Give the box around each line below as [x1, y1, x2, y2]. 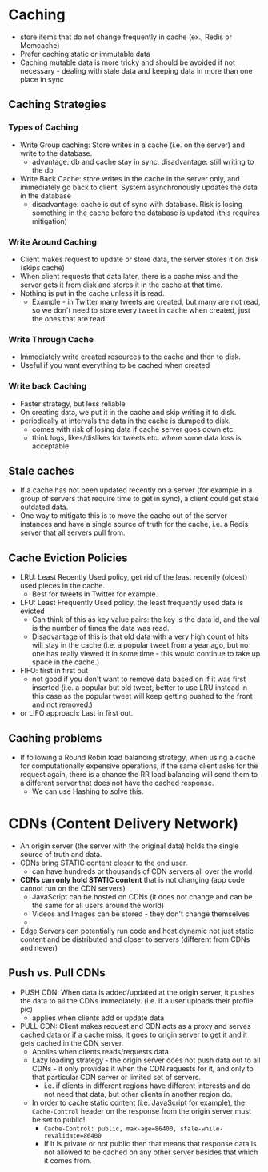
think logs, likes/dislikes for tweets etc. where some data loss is [31, 433, 242, 442]
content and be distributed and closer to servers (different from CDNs [19, 934, 250, 944]
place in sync [19, 74, 64, 84]
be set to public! [31, 1114, 86, 1124]
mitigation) [31, 216, 68, 225]
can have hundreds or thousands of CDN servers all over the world [31, 866, 253, 876]
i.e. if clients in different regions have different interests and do [43, 1081, 251, 1090]
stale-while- [179, 1125, 224, 1133]
